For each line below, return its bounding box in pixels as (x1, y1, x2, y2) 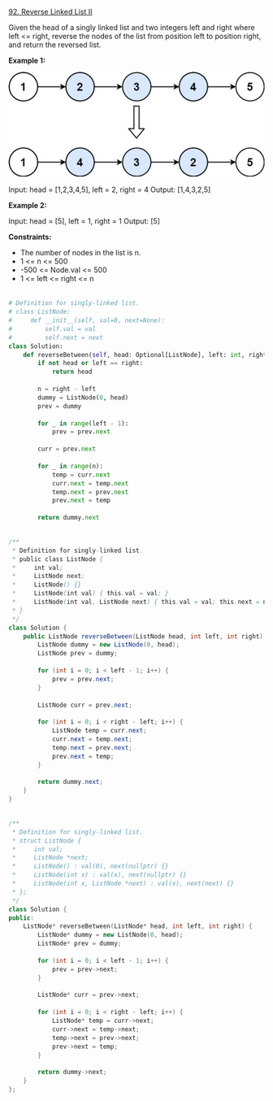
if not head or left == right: (37, 359, 144, 368)
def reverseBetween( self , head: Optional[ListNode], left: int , (23, 350, 245, 359)
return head (51, 368, 93, 376)
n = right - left (37, 385, 96, 394)
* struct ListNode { (11, 837, 82, 845)
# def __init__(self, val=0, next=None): (8, 316, 165, 324)
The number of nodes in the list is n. (19, 248, 141, 258)
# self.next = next (8, 333, 104, 342)
